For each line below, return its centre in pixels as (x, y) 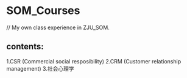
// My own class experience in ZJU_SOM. (58, 27)
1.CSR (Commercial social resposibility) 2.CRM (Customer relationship (94, 61)
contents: (25, 47)
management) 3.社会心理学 (40, 68)
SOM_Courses (43, 11)
